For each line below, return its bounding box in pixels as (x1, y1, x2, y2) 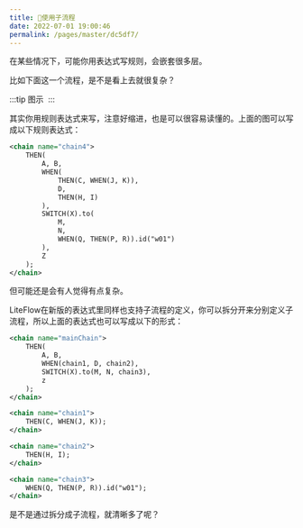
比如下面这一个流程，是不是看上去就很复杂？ (9, 75, 176, 86)
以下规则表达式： (16, 124, 81, 135)
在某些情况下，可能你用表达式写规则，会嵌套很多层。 (9, 56, 207, 67)
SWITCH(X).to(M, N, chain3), (41, 367, 151, 377)
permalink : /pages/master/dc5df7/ (9, 30, 140, 39)
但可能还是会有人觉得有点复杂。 (9, 286, 128, 296)
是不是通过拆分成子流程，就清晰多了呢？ (9, 509, 160, 520)
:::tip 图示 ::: (9, 94, 56, 105)
